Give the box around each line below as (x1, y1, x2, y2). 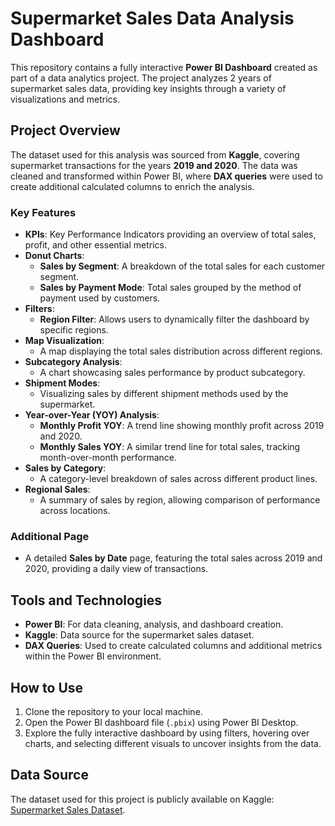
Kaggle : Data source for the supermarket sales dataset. (24, 629, 255, 641)
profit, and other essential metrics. (24, 239, 167, 251)
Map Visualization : (24, 335, 105, 347)
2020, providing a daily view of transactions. (24, 563, 209, 575)
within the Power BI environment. (24, 650, 162, 662)
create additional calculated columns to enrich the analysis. (10, 180, 255, 192)
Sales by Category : (24, 462, 107, 474)
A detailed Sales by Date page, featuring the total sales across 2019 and (24, 552, 323, 564)
